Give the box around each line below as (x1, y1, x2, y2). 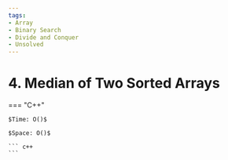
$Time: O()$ (8, 115, 47, 124)
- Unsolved (8, 41, 44, 49)
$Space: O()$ (8, 129, 51, 137)
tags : (8, 11, 26, 20)
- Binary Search (8, 26, 61, 34)
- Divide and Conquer (8, 33, 79, 42)
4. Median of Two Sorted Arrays (8, 75, 220, 93)
